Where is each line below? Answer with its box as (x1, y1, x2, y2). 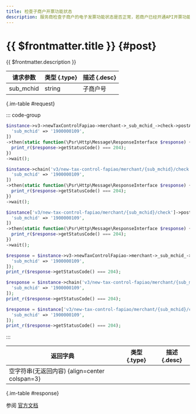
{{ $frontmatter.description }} (6, 59, 77, 66)
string (44, 84, 61, 93)
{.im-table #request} (6, 100, 55, 107)
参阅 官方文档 (6, 402, 38, 409)
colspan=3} (9, 375, 41, 383)
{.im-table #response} (6, 390, 60, 397)
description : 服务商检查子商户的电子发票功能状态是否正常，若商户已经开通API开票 (6, 14, 183, 20)
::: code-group (6, 112, 41, 119)
